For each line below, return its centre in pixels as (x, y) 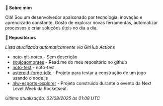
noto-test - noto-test (34, 67)
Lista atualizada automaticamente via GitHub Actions (60, 47)
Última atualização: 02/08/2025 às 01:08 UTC (53, 98)
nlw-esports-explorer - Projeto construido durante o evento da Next (82, 83)
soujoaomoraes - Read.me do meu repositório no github (70, 62)
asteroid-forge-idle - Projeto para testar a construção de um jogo (79, 73)
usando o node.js (30, 78)
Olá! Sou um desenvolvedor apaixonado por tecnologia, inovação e (74, 17)
